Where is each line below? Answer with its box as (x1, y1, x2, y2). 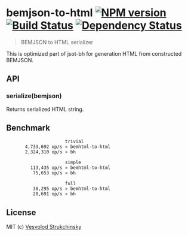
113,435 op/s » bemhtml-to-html (30, 165, 111, 171)
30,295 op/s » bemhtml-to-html (32, 186, 111, 192)
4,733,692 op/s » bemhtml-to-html (24, 144, 111, 150)
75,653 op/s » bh (32, 170, 76, 176)
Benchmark (6, 123, 51, 133)
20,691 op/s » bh (32, 191, 76, 197)
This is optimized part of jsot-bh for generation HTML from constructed (6, 50, 182, 57)
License (6, 207, 36, 217)
